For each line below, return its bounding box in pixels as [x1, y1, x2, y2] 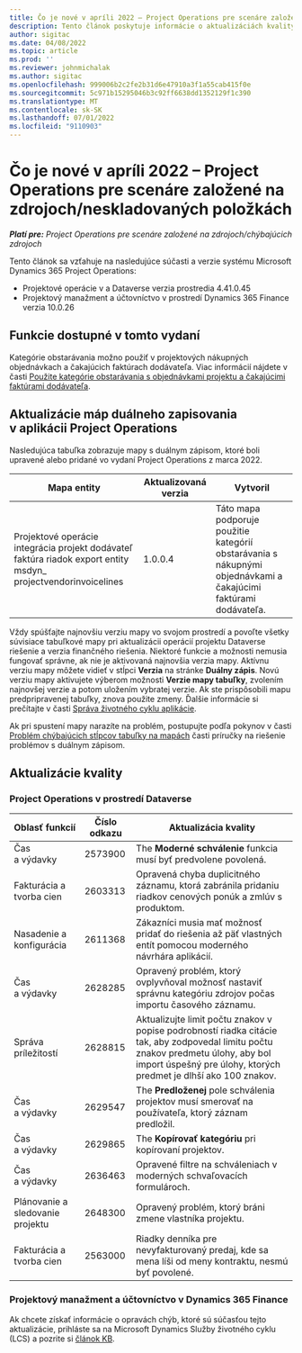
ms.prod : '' [9, 55, 54, 64]
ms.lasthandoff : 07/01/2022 [9, 113, 115, 122]
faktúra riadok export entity [13, 553, 129, 565]
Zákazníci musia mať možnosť [136, 916, 262, 929]
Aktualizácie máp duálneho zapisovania [9, 407, 238, 422]
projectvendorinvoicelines [13, 575, 124, 588]
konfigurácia [13, 939, 67, 952]
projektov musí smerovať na [136, 1096, 253, 1108]
